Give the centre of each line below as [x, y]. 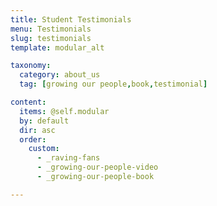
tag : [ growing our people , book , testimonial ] [113, 84]
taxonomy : [31, 66]
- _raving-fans [68, 158]
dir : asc [37, 130]
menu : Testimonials [51, 29]
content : [28, 102]
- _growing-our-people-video [97, 167]
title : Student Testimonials [71, 19]
